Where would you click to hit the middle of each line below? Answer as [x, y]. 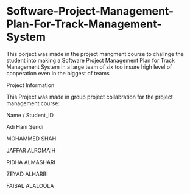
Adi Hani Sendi [25, 126]
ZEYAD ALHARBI [27, 174]
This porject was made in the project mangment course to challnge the [95, 54]
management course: [33, 103]
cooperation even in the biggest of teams [58, 73]
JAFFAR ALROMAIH [31, 150]
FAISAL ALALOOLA [30, 185]
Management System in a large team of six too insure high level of [89, 67]
